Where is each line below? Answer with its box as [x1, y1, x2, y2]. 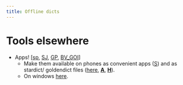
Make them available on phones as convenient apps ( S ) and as [23, 60, 177, 67]
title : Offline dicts [6, 8, 60, 15]
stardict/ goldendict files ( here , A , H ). [23, 66, 115, 73]
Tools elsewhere [6, 34, 89, 47]
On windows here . [23, 72, 68, 80]
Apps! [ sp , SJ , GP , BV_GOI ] [14, 54, 81, 61]
